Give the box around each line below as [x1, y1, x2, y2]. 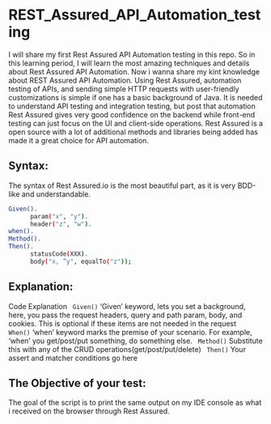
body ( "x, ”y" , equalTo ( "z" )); [29, 257, 132, 265]
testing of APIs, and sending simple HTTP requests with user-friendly [8, 83, 239, 94]
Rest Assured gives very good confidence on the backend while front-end [8, 109, 256, 119]
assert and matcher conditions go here [8, 353, 138, 363]
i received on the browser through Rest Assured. [8, 406, 170, 416]
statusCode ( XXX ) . [29, 250, 89, 258]
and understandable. [21, 189, 91, 199]
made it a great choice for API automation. [8, 135, 150, 145]
